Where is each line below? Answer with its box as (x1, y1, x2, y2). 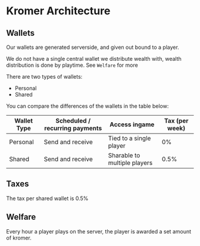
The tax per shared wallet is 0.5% (6, 195, 89, 202)
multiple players (108, 159, 153, 167)
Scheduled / (55, 117, 91, 124)
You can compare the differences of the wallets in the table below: (6, 102, 169, 110)
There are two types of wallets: (6, 73, 83, 80)
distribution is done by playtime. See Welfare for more (6, 61, 138, 68)
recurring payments (44, 124, 102, 132)
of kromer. (6, 234, 32, 241)
